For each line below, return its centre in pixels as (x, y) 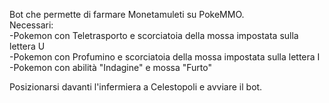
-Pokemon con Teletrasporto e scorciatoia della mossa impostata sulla (154, 35)
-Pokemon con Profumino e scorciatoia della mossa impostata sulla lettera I (165, 57)
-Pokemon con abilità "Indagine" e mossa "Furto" (110, 67)
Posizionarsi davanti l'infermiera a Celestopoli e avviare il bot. (136, 87)
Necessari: (31, 25)
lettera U (27, 46)
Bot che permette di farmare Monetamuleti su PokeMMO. (127, 14)
